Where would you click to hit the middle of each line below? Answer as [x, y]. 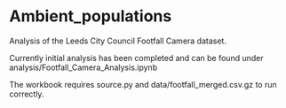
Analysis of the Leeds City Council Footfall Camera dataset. [118, 41]
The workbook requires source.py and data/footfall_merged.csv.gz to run [143, 84]
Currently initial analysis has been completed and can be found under [136, 58]
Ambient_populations [91, 16]
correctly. [27, 94]
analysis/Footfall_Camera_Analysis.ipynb [83, 67]
